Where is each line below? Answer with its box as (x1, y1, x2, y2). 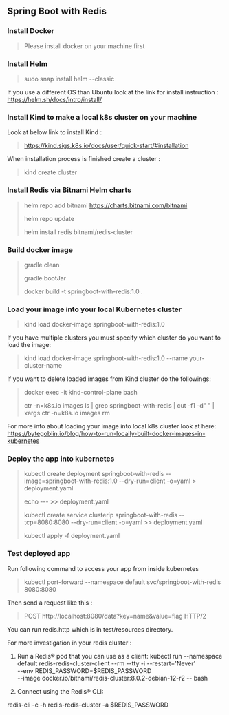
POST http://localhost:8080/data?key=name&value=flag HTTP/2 (23, 612, 207, 620)
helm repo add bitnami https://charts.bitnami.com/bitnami (23, 201, 188, 209)
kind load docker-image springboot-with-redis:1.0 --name (23, 354, 188, 362)
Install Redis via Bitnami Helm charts (7, 185, 132, 195)
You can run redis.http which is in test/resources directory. (7, 625, 173, 633)
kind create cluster (23, 168, 78, 176)
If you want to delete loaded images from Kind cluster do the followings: (7, 375, 211, 383)
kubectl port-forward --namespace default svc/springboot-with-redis (23, 578, 221, 586)
